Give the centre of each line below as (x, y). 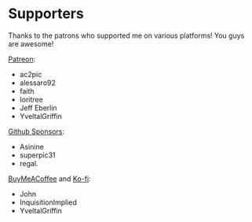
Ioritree (31, 99)
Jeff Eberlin (38, 108)
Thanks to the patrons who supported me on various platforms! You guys (126, 35)
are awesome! (31, 43)
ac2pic (31, 74)
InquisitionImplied (48, 202)
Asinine (32, 146)
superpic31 (37, 155)
